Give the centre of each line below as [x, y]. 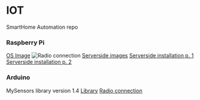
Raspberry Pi [25, 43]
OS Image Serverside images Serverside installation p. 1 [100, 56]
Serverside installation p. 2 [39, 62]
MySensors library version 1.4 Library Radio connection [74, 90]
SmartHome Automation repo [42, 27]
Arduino [18, 77]
